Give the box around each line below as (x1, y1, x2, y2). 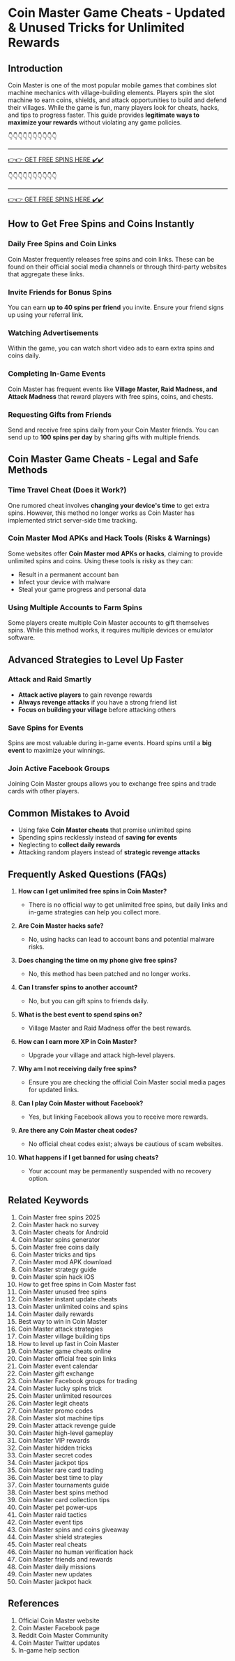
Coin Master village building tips (17, 1331, 111, 1341)
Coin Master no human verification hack (17, 1548, 133, 1556)
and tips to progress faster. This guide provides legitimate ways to (8, 111, 200, 119)
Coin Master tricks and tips (17, 1250, 96, 1259)
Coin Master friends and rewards (17, 1555, 113, 1563)
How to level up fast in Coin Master (17, 1339, 119, 1348)
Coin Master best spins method (17, 1488, 109, 1497)
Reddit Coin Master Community (17, 1631, 109, 1639)
